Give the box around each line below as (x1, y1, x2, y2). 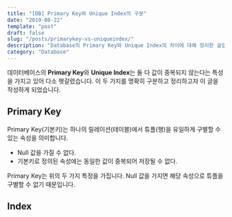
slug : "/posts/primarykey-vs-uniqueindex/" (7, 36, 135, 43)
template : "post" (7, 23, 57, 30)
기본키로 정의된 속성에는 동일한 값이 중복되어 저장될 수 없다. (17, 156, 178, 165)
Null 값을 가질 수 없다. (17, 148, 77, 156)
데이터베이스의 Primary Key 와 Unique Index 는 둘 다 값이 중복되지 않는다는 (7, 68, 211, 76)
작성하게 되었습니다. (7, 85, 61, 94)
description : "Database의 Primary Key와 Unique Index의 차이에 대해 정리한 (7, 42, 214, 49)
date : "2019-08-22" (7, 17, 64, 23)
